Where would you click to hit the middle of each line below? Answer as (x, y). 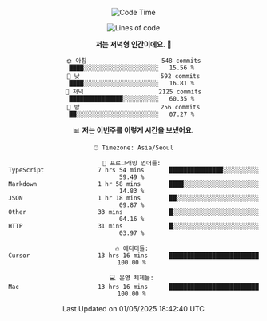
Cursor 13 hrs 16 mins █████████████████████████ (133, 256)
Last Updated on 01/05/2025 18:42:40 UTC (133, 309)
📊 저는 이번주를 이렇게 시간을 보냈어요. (133, 130)
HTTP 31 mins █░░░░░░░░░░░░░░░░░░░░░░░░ (133, 226)
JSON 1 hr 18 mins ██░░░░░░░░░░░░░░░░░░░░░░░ (133, 198)
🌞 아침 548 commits (133, 61)
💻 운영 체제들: (132, 278)
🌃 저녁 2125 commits (133, 92)
